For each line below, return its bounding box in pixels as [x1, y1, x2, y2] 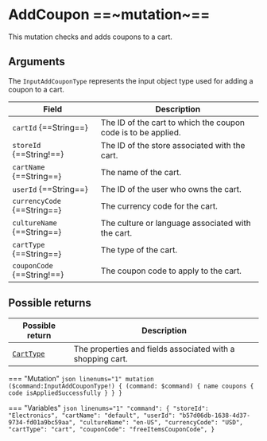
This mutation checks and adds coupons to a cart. [8, 32, 172, 41]
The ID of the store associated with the [100, 139, 246, 150]
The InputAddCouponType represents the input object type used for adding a [8, 76, 253, 85]
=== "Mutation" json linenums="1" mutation [8, 373, 154, 383]
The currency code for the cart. [100, 201, 219, 212]
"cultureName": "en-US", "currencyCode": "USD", [79, 418, 244, 427]
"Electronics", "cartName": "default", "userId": [8, 412, 176, 420]
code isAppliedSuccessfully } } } [8, 388, 123, 397]
